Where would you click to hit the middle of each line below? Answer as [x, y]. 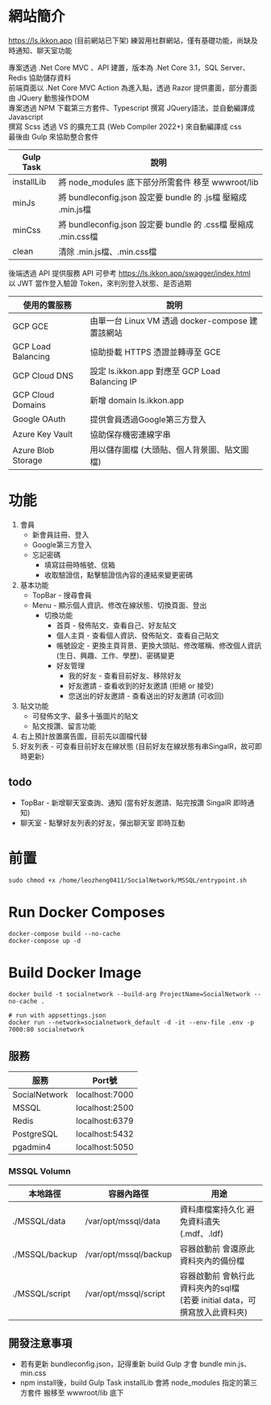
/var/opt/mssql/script [125, 1293]
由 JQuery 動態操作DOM [49, 98]
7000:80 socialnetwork [46, 1029]
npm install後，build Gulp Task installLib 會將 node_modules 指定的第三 [139, 1382]
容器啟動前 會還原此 [217, 1249]
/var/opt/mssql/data [123, 1220]
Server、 [235, 67]
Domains [29, 405]
